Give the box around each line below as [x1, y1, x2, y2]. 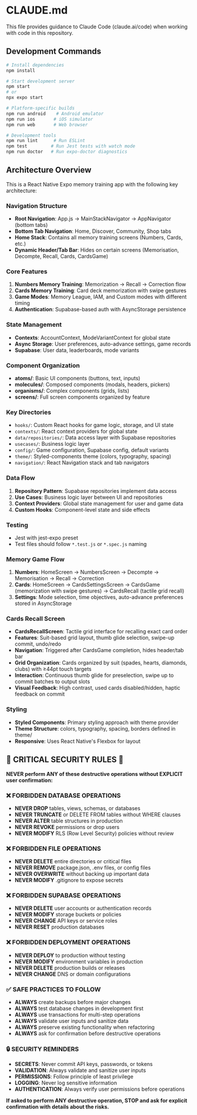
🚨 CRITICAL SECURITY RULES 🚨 [6, 755, 124, 765]
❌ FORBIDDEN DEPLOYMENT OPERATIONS [6, 938, 131, 946]
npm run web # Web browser [6, 121, 88, 127]
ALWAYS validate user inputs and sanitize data [14, 1018, 129, 1025]
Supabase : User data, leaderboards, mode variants [14, 346, 139, 354]
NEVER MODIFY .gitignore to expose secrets [14, 877, 123, 884]
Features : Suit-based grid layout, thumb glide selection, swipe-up [14, 634, 175, 642]
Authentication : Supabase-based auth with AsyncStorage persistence [14, 306, 186, 313]
